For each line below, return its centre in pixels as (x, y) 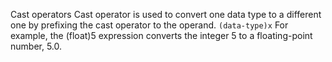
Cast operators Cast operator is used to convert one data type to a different (166, 14)
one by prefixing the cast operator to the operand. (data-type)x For (149, 25)
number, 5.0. (36, 46)
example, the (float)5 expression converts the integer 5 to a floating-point (161, 35)
